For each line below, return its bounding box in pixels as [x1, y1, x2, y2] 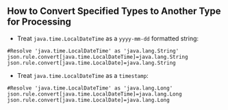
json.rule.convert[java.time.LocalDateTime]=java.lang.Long [7, 90, 183, 98]
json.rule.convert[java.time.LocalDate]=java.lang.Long [7, 96, 170, 103]
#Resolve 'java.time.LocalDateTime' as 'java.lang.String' [7, 47, 179, 54]
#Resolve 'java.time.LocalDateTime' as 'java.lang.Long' [7, 85, 173, 92]
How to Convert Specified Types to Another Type [7, 5, 221, 17]
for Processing [7, 16, 72, 28]
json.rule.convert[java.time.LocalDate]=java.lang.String [7, 59, 176, 66]
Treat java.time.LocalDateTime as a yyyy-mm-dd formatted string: [16, 34, 199, 42]
